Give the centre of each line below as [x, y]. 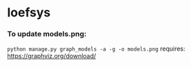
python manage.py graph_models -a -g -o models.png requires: [96, 49]
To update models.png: [47, 34]
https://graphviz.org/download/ [52, 56]
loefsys [29, 13]
